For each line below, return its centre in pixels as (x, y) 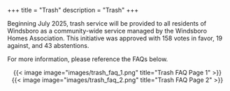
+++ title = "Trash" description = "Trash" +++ (73, 10)
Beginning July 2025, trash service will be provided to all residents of (107, 23)
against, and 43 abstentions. (48, 45)
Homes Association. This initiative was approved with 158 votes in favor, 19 (115, 38)
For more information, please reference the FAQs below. (88, 59)
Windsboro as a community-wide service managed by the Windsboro (107, 31)
